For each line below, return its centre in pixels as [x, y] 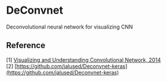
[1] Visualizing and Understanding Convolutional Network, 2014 [83, 59]
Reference [26, 45]
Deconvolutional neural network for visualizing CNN [70, 27]
